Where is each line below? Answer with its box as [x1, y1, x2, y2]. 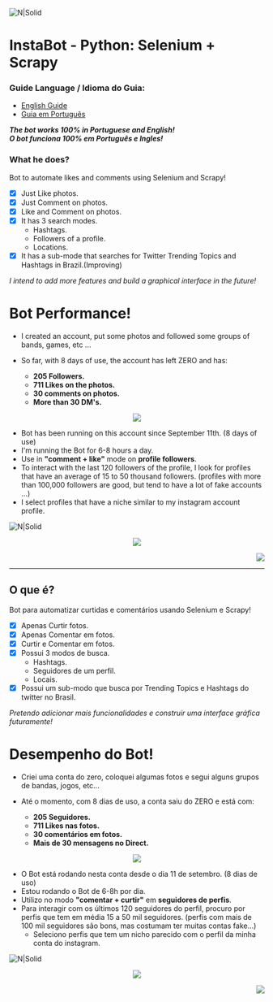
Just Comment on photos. [20, 197, 109, 207]
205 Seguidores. [32, 813, 92, 822]
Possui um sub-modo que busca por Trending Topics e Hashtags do [20, 683, 250, 693]
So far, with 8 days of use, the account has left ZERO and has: [20, 356, 228, 366]
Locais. [32, 675, 58, 684]
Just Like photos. [20, 188, 79, 198]
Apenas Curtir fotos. [20, 620, 89, 630]
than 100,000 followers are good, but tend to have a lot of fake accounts [20, 480, 262, 490]
